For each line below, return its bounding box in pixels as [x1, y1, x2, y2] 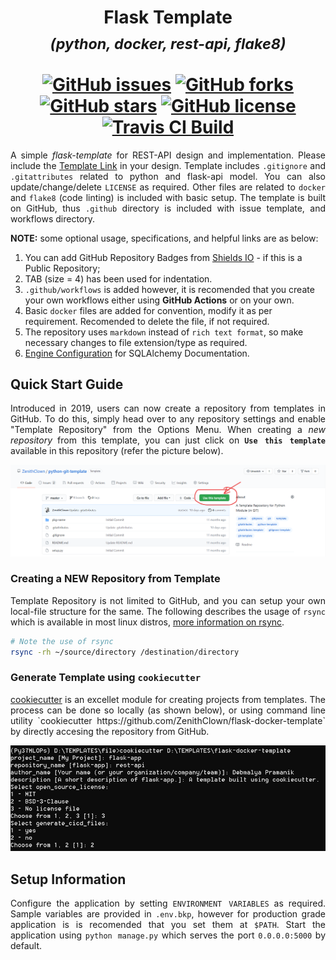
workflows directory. [10, 212, 96, 225]
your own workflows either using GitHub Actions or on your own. [24, 294, 295, 306]
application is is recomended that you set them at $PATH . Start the [10, 919, 326, 931]
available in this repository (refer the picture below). [10, 445, 224, 457]
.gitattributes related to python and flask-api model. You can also [10, 170, 326, 182]
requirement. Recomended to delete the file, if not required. [24, 315, 270, 327]
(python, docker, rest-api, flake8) [49, 34, 287, 53]
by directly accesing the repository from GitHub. [10, 725, 210, 737]
